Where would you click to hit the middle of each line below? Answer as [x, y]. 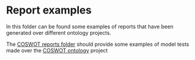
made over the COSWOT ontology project [57, 50]
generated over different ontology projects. [59, 32]
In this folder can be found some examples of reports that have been [90, 26]
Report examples [49, 10]
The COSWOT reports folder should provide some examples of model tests [98, 44]
